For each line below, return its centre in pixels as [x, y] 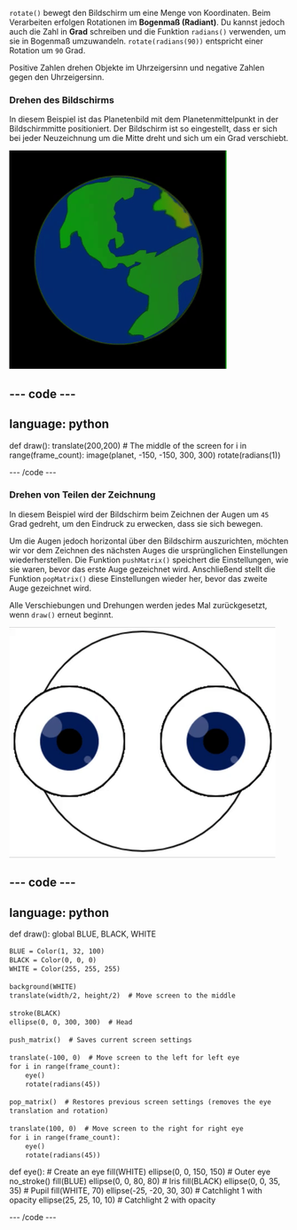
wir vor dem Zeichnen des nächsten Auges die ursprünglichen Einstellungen [148, 550]
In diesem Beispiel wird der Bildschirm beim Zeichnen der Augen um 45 [139, 514]
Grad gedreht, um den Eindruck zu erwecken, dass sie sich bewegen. [136, 523]
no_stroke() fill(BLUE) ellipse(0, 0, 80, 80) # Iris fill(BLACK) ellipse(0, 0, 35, [145, 1181]
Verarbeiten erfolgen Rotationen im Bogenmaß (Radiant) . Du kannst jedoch [147, 22]
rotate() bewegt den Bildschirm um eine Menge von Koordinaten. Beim [140, 13]
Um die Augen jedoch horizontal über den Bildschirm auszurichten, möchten [149, 541]
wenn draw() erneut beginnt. [61, 615]
